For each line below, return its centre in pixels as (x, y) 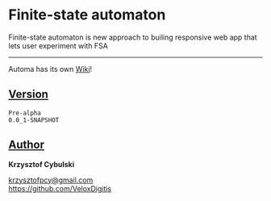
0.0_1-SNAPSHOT (34, 120)
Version (28, 94)
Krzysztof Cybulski (42, 164)
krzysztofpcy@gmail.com (51, 180)
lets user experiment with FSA (58, 45)
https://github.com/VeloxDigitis (60, 188)
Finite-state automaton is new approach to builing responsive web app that (133, 37)
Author (26, 145)
